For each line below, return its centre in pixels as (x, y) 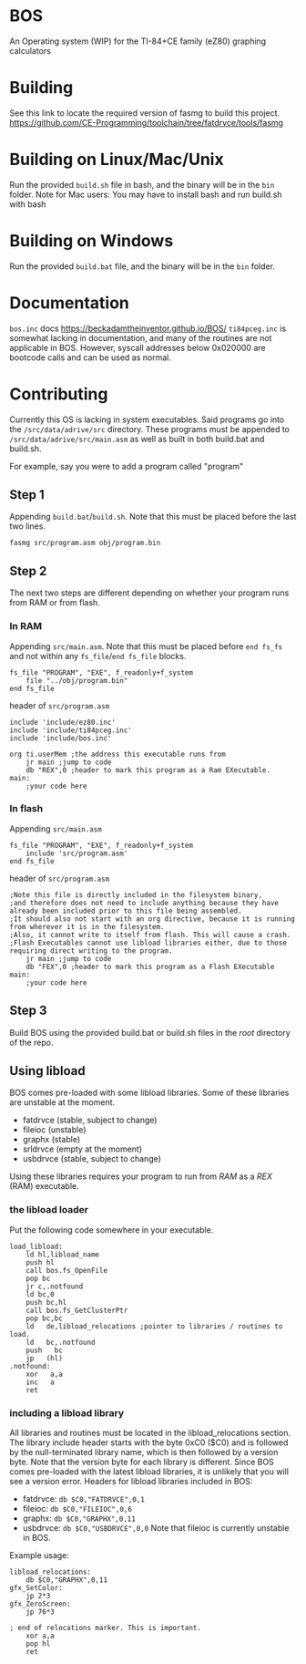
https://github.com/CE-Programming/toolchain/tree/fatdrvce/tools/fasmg (147, 122)
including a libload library (67, 1412)
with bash (28, 204)
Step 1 (27, 495)
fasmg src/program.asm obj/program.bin (85, 543)
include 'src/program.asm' (77, 853)
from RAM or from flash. (55, 603)
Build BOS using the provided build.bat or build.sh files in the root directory (150, 1032)
